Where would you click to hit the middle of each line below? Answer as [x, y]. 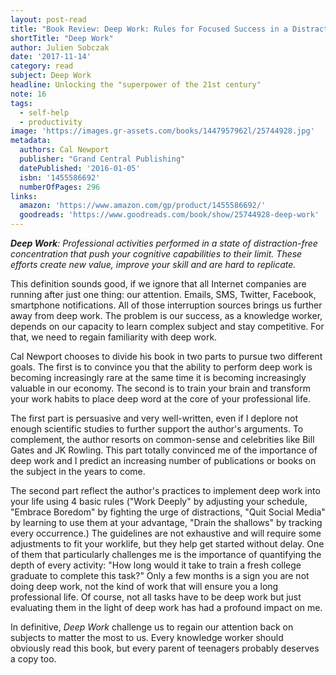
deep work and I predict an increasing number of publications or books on [163, 460]
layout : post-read [48, 19]
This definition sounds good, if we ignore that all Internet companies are [158, 284]
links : [24, 196]
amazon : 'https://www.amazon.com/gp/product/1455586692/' [143, 206]
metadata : [31, 141]
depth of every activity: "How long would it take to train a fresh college [156, 565]
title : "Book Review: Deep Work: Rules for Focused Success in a [149, 29]
